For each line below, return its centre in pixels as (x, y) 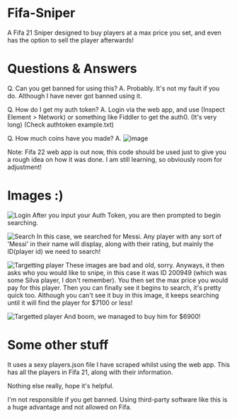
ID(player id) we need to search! (54, 251)
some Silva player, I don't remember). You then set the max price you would (118, 280)
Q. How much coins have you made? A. (64, 138)
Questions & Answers (72, 69)
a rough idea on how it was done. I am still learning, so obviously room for (115, 159)
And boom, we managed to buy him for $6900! (132, 316)
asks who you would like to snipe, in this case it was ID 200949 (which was (117, 272)
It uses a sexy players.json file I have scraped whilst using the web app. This (118, 364)
